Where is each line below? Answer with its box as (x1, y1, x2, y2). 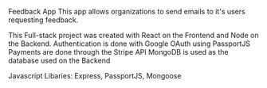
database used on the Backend (8, 55, 111, 65)
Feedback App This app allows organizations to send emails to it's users (8, 7, 245, 16)
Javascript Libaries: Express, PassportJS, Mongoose (8, 71, 182, 80)
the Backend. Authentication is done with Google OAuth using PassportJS (8, 39, 251, 48)
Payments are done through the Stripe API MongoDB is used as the (8, 48, 229, 56)
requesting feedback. (8, 15, 79, 25)
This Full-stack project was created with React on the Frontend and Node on (8, 31, 259, 40)
